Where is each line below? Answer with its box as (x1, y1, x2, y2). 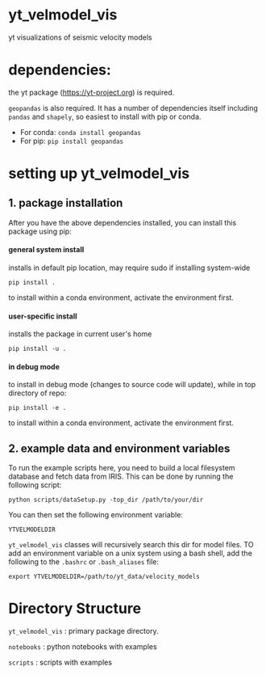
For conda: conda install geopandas (19, 127, 141, 137)
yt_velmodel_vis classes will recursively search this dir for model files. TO (8, 540, 254, 550)
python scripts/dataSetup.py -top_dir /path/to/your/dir (8, 496, 204, 504)
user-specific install (8, 311, 77, 321)
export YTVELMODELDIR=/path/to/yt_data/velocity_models (8, 572, 200, 581)
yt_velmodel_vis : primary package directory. (8, 626, 159, 636)
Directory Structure (8, 600, 142, 618)
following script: (8, 480, 62, 490)
